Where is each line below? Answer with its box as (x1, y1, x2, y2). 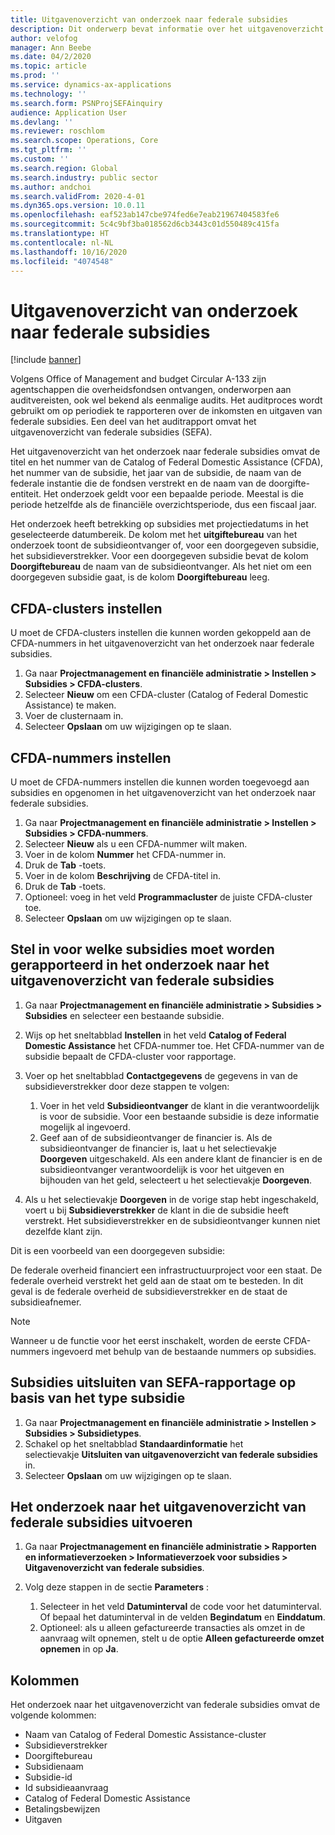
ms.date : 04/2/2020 (10, 52, 92, 62)
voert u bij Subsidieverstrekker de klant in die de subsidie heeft (24, 1204, 289, 1216)
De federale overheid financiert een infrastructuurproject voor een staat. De (10, 1264, 323, 1276)
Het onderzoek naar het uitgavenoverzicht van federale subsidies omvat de (10, 1699, 321, 1711)
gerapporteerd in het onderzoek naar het (10, 957, 270, 974)
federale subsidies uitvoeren (10, 1514, 193, 1531)
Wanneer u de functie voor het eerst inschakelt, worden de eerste (10, 1334, 282, 1346)
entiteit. (10, 488, 42, 500)
